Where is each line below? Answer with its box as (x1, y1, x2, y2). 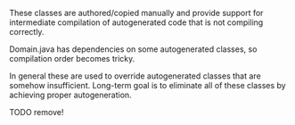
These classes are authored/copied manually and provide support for (9, 8, 264, 18)
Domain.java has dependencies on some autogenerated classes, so (9, 44, 258, 54)
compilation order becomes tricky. (9, 54, 135, 63)
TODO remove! (9, 107, 64, 117)
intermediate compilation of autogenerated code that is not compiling (9, 17, 264, 28)
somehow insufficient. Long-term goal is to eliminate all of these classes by (9, 80, 287, 90)
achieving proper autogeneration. (9, 89, 132, 100)
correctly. (9, 27, 45, 37)
